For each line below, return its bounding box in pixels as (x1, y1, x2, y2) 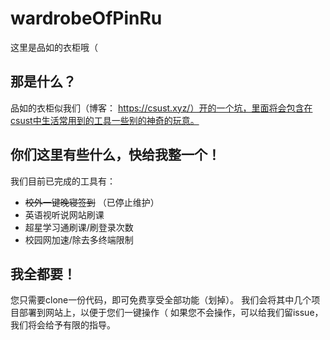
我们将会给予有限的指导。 (10, 319, 116, 331)
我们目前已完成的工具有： (10, 175, 116, 187)
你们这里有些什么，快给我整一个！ (10, 147, 221, 164)
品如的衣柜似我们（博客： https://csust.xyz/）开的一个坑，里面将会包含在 (10, 102, 313, 114)
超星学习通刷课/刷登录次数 (24, 221, 134, 233)
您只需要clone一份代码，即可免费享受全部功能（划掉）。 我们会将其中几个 (10, 294, 312, 306)
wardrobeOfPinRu (10, 7, 163, 30)
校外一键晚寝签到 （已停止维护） (24, 196, 160, 208)
